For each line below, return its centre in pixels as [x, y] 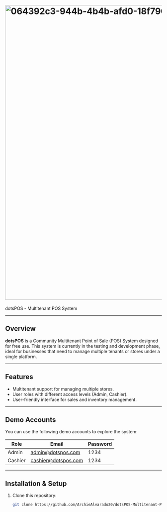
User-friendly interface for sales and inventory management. [74, 399]
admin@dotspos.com [55, 452]
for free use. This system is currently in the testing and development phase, [83, 346]
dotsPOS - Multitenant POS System [41, 308]
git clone [23, 505]
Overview [21, 329]
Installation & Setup [36, 483]
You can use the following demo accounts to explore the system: [71, 432]
